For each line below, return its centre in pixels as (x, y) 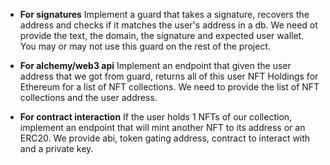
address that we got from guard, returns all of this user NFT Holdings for (169, 76)
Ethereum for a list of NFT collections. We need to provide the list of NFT (169, 87)
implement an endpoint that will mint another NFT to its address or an (162, 127)
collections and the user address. (88, 97)
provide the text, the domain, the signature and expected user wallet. (162, 35)
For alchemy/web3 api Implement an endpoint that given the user (155, 65)
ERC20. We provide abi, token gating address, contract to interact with (165, 138)
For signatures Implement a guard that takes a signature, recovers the (164, 14)
